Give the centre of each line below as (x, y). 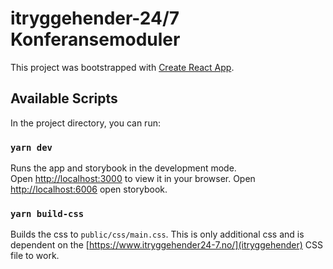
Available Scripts (64, 98)
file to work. (35, 256)
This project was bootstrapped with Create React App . (122, 67)
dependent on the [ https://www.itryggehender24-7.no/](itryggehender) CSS (166, 245)
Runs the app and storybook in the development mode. (123, 168)
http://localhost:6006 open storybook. (89, 189)
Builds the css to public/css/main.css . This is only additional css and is (157, 234)
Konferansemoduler (95, 39)
